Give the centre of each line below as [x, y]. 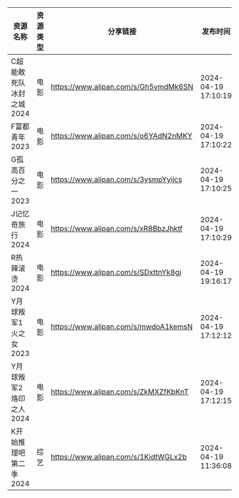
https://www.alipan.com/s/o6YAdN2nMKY [122, 136]
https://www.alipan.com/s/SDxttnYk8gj [116, 272]
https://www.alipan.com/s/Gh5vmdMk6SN [122, 87]
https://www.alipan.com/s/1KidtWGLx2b [119, 457]
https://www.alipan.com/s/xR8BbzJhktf [117, 229]
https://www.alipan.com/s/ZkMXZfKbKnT [120, 392]
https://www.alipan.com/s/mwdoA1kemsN [122, 326]
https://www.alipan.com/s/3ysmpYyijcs [117, 179]
